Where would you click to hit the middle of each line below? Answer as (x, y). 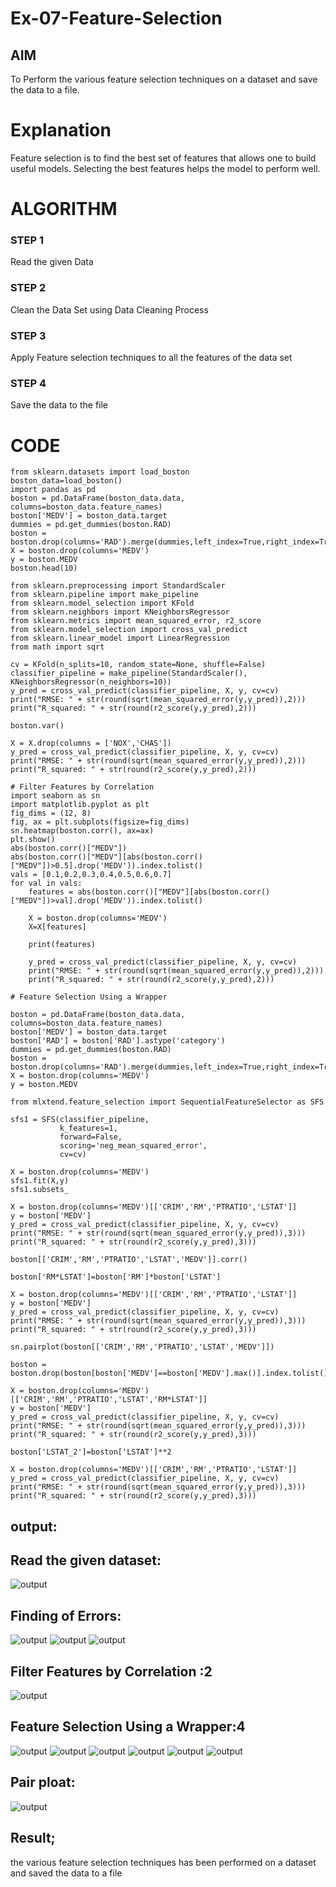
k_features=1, (88, 1128)
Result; (33, 1838)
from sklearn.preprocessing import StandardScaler (118, 586)
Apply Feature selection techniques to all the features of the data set (151, 358)
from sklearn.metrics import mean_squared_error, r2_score (136, 621)
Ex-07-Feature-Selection (116, 18)
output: (34, 1526)
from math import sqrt (57, 647)
